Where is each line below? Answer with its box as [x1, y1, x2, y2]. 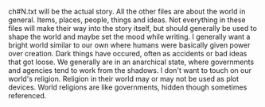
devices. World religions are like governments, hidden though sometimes [8, 82, 247, 92]
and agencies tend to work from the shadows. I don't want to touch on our [8, 66, 252, 75]
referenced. [8, 91, 47, 100]
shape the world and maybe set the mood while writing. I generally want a [8, 32, 251, 41]
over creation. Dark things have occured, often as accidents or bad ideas [8, 49, 247, 58]
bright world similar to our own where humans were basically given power [8, 40, 251, 50]
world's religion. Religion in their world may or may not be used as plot [8, 75, 240, 83]
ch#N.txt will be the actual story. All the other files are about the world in [8, 7, 246, 16]
